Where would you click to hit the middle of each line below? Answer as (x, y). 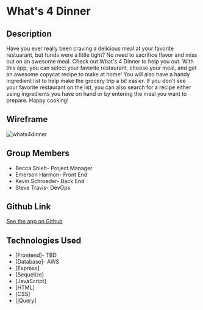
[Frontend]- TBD (36, 255)
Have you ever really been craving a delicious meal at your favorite (90, 48)
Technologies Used (44, 240)
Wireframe (27, 119)
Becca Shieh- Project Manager (54, 168)
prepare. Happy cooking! (37, 100)
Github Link (29, 207)
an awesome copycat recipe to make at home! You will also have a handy (98, 74)
